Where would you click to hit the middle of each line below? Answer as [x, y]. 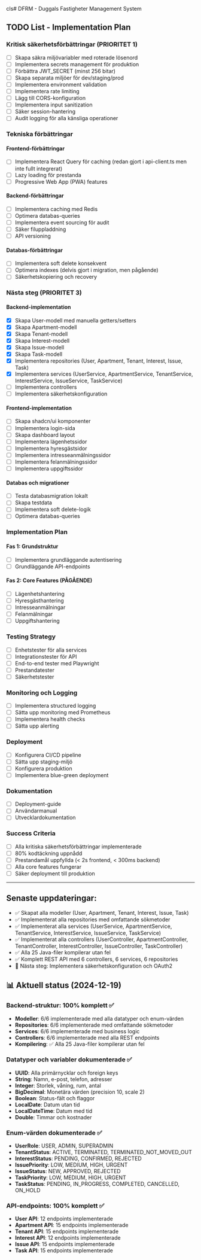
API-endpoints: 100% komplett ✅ [55, 1206]
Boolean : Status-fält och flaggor [55, 1098]
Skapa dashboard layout [45, 435]
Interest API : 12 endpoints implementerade [68, 1238]
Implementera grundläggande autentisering [68, 559]
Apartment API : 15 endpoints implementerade [71, 1225]
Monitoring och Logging [42, 692]
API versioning [33, 236]
